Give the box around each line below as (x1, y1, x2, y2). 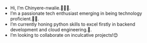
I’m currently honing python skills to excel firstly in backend (10, 21, 135, 27)
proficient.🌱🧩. (10, 16, 39, 21)
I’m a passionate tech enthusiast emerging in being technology (10, 10, 142, 16)
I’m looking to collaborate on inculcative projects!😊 (10, 32, 118, 38)
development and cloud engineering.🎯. (10, 27, 92, 33)
